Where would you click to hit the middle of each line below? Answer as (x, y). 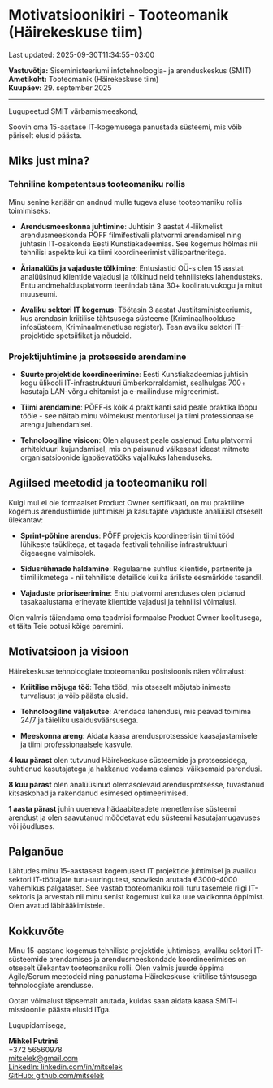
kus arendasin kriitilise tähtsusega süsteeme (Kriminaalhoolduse (128, 318)
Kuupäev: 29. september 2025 (60, 88)
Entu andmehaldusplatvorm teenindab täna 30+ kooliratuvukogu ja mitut (141, 285)
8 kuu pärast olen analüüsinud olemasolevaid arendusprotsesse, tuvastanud (136, 784)
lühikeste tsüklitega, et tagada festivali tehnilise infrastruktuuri (123, 544)
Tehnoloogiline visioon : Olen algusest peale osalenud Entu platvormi (136, 440)
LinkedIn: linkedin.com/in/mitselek (65, 1067)
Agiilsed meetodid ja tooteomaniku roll (108, 483)
